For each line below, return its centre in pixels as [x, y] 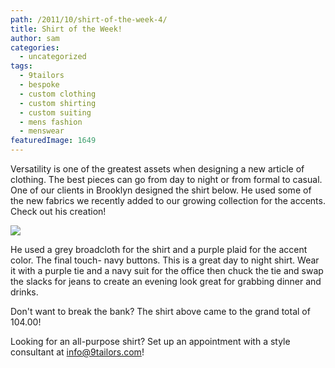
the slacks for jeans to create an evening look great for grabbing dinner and [166, 281]
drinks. [24, 292]
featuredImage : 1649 [53, 141]
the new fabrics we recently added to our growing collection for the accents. [168, 200]
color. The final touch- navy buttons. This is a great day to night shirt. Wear [165, 260]
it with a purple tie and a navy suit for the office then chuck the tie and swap [167, 270]
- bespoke [39, 85]
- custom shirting [58, 103]
